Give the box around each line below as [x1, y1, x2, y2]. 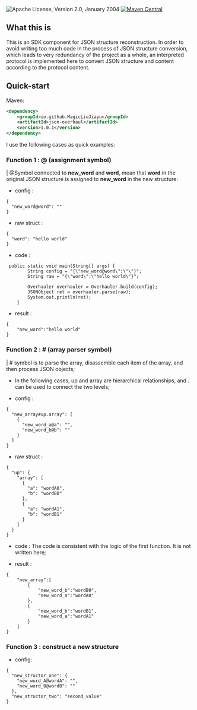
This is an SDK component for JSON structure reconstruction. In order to [6, 39, 184, 46]
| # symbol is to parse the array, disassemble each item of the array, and [6, 359, 183, 366]
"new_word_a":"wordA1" [37, 613, 94, 619]
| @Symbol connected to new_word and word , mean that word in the [6, 169, 176, 176]
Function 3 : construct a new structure [6, 642, 119, 651]
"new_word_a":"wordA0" [37, 592, 94, 598]
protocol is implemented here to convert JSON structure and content [6, 57, 174, 65]
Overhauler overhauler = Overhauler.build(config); [27, 284, 158, 290]
